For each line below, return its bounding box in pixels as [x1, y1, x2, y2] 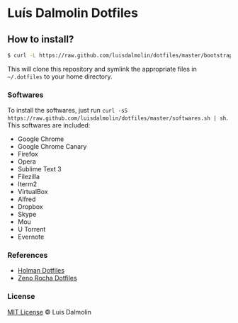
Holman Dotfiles [17, 266, 65, 275]
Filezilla [17, 172, 40, 181]
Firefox [17, 150, 39, 159]
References [7, 250, 48, 260]
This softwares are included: [7, 121, 91, 130]
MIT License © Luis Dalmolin [7, 307, 92, 316]
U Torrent [17, 225, 46, 234]
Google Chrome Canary [17, 142, 87, 151]
